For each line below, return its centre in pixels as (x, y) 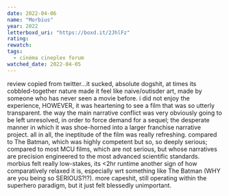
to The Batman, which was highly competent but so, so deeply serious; (107, 141)
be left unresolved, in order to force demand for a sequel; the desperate (109, 120)
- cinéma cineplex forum (49, 58)
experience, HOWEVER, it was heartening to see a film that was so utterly (111, 105)
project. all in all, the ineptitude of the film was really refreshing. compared (112, 135)
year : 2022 (23, 26)
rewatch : (20, 45)
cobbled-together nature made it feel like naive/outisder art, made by (105, 91)
